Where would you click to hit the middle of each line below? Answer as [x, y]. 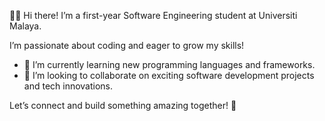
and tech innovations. [68, 86]
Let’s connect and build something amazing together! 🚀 [123, 105]
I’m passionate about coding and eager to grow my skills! [127, 45]
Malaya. [25, 26]
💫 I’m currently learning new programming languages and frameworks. [169, 64]
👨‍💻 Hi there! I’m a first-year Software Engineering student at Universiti [153, 15]
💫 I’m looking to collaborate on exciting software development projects [169, 75]
